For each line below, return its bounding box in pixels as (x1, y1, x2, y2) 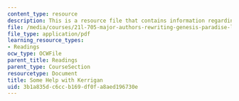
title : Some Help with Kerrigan (7, 76, 103, 84)
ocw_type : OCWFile (7, 51, 62, 58)
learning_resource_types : (7, 37, 84, 44)
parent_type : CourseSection (7, 63, 91, 70)
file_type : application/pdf (7, 30, 91, 38)
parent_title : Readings (7, 57, 78, 64)
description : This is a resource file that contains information (7, 17, 205, 24)
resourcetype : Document (7, 70, 78, 77)
